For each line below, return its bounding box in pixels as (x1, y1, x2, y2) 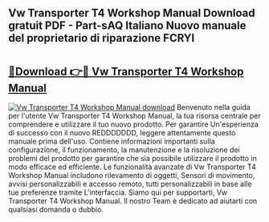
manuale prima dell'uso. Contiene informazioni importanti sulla (8, 136, 215, 146)
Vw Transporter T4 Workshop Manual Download (8, 6, 255, 20)
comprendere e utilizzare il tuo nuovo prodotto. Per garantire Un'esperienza (8, 119, 259, 129)
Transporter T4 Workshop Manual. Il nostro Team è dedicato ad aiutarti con (8, 196, 258, 205)
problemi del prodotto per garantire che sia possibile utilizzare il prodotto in (8, 154, 257, 163)
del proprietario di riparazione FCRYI (8, 31, 195, 45)
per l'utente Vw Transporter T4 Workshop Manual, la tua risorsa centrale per (8, 111, 261, 120)
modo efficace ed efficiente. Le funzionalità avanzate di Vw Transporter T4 (8, 162, 257, 172)
